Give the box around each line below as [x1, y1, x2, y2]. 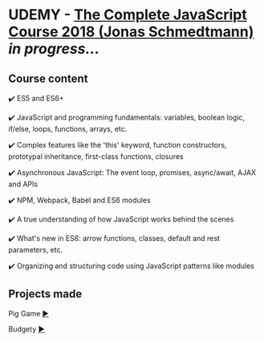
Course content [8, 71, 88, 85]
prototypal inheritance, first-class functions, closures [8, 152, 184, 161]
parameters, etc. [8, 245, 63, 254]
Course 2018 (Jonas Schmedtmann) [8, 22, 254, 41]
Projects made [8, 287, 83, 301]
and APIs [8, 179, 39, 189]
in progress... [8, 40, 100, 58]
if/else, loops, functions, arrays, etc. [8, 124, 128, 133]
